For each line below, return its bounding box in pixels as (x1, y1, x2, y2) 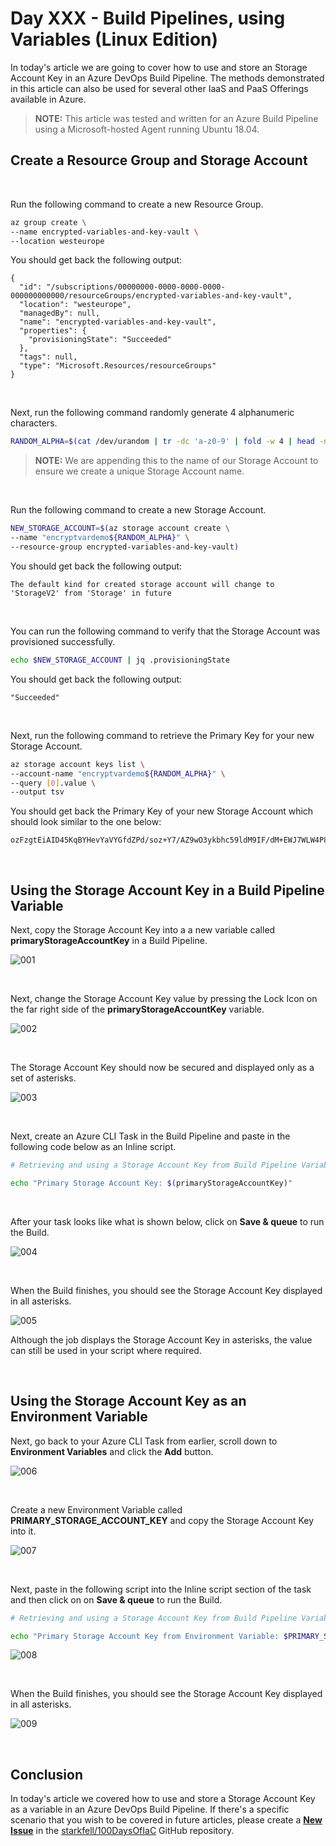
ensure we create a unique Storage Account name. (34, 465, 245, 477)
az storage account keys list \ (10, 759, 145, 769)
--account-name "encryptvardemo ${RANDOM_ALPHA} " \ (10, 768, 226, 779)
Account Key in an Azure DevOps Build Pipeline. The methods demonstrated (10, 72, 325, 84)
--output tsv (10, 787, 65, 797)
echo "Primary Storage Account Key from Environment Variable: (10, 1631, 280, 1641)
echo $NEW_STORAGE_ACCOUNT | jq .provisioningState (10, 655, 230, 665)
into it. (10, 1525, 37, 1537)
